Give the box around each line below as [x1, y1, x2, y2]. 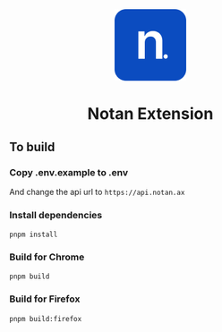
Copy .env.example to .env [9, 166, 128, 178]
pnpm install [9, 230, 58, 240]
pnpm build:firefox [9, 314, 82, 323]
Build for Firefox [9, 293, 81, 305]
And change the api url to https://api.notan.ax [9, 186, 185, 197]
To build [9, 139, 55, 155]
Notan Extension [87, 104, 214, 124]
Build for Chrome [9, 251, 85, 263]
